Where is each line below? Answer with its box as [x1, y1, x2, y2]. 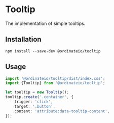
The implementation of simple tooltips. [5, 20, 86, 26]
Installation [5, 35, 42, 44]
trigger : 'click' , [14, 99, 53, 105]
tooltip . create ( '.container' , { [5, 95, 73, 100]
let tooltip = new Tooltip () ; [5, 90, 69, 95]
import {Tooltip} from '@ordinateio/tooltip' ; [5, 80, 105, 86]
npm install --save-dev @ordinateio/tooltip [5, 48, 101, 54]
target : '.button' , [14, 104, 56, 109]
